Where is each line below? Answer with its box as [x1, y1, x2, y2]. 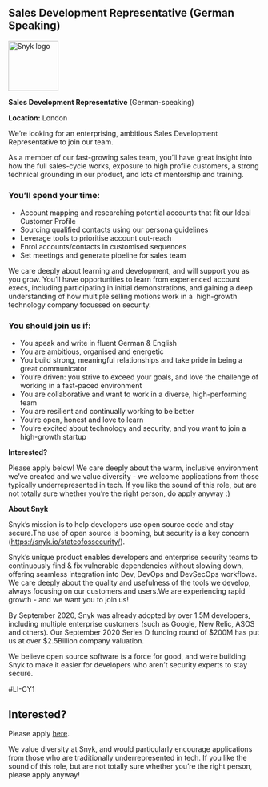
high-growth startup [19, 432, 86, 442]
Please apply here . [8, 729, 70, 739]
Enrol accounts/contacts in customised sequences [19, 242, 187, 252]
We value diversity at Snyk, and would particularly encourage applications [8, 744, 253, 754]
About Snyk [8, 505, 49, 514]
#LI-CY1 [8, 684, 35, 694]
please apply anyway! [8, 770, 80, 780]
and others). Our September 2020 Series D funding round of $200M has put [8, 627, 260, 637]
